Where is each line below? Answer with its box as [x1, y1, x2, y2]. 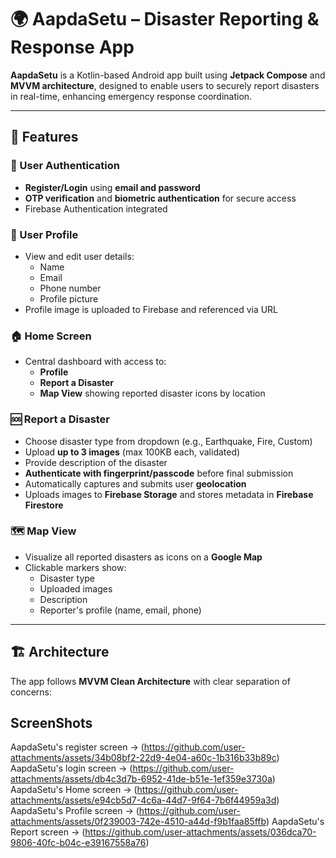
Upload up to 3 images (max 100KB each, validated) [24, 446, 241, 458]
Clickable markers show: [24, 561, 127, 573]
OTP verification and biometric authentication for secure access [24, 192, 297, 204]
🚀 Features [10, 129, 79, 146]
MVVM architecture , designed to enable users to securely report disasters [10, 79, 320, 91]
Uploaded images [39, 582, 113, 595]
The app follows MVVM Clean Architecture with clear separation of [10, 675, 291, 687]
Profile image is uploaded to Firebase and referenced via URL [24, 303, 279, 315]
